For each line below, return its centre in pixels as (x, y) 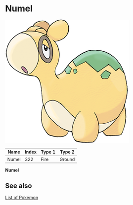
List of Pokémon (22, 197)
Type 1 (48, 152)
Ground (67, 159)
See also (19, 186)
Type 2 (67, 152)
